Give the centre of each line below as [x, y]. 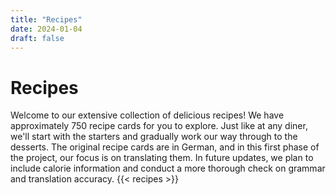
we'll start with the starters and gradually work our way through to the [154, 137]
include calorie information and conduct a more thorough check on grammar [168, 168]
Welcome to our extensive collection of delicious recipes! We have [147, 115]
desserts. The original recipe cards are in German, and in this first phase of [165, 147]
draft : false [37, 38]
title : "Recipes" [46, 19]
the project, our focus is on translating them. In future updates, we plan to [162, 158]
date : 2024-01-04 [46, 29]
